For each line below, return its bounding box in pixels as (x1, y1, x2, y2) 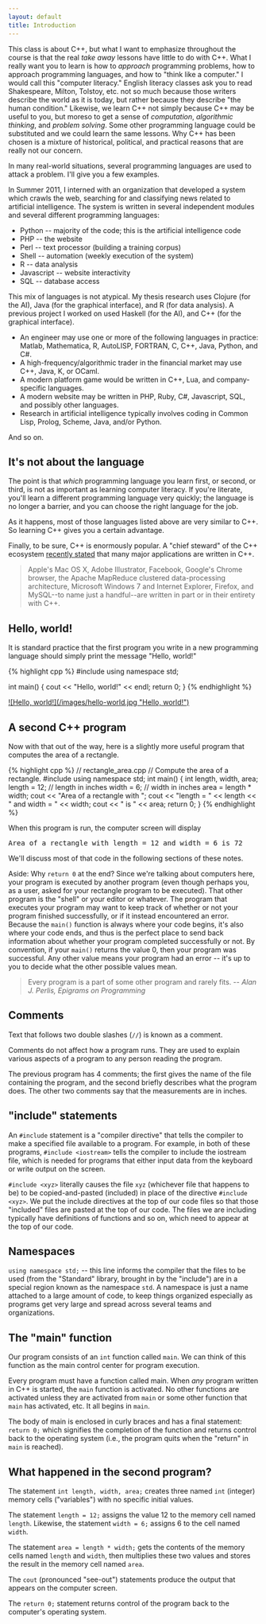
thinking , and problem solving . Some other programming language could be (8, 120, 256, 130)
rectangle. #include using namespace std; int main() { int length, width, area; (8, 774, 259, 783)
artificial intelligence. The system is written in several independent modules (8, 201, 255, 211)
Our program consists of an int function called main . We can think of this (8, 1352, 246, 1362)
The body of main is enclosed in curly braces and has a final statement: (8, 1416, 242, 1427)
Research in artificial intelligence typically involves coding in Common (19, 408, 249, 418)
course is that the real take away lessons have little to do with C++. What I (8, 52, 252, 62)
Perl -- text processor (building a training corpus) (19, 243, 181, 252)
